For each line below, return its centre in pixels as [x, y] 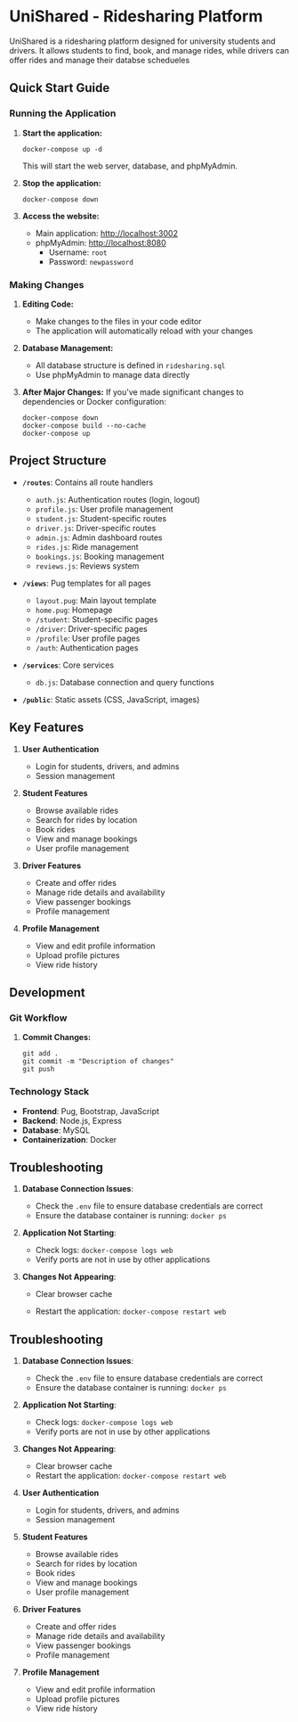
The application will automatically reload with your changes [144, 331]
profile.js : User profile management [104, 509]
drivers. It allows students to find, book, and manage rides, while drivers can [149, 50]
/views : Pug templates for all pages [86, 583]
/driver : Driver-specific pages [92, 628]
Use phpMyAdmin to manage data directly [113, 374]
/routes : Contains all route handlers [88, 482]
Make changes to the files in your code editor [118, 321]
